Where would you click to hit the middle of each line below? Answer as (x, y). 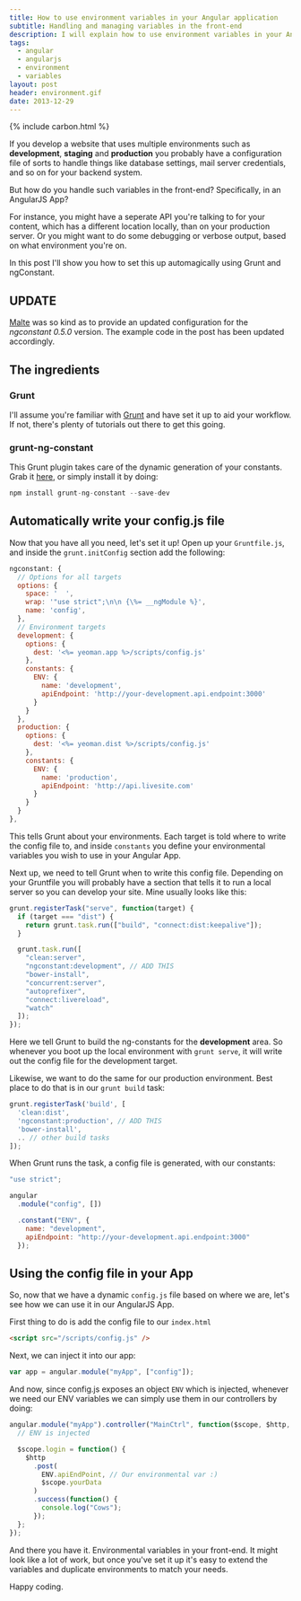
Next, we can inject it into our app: (73, 1356)
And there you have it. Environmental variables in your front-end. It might (144, 1550)
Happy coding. (37, 1587)
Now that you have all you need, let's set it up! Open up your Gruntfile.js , (147, 542)
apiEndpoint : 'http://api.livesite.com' (118, 786)
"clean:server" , (56, 958)
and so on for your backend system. (76, 172)
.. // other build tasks (64, 1138)
